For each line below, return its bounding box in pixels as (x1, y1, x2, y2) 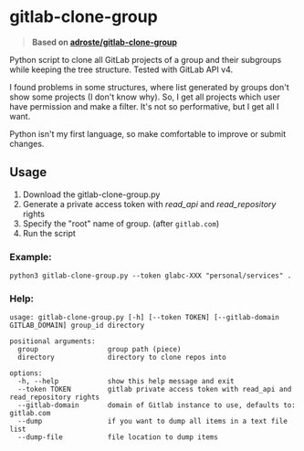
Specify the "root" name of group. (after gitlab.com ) (22, 217, 220, 229)
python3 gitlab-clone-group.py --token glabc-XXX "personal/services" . (9, 271, 292, 280)
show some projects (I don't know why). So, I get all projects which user (9, 91, 281, 102)
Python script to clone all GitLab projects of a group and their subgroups (9, 54, 282, 65)
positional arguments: (9, 337, 96, 346)
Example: (9, 250, 52, 263)
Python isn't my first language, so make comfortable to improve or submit (9, 128, 286, 139)
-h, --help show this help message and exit (17, 377, 235, 386)
